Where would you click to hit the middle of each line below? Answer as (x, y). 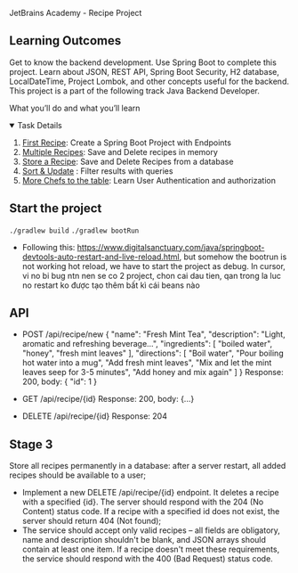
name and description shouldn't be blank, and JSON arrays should (144, 540)
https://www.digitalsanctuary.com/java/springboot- (171, 247)
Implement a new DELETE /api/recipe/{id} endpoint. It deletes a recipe (150, 493)
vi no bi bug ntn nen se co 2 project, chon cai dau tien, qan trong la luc (152, 275)
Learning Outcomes (65, 41)
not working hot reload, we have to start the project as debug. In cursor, (154, 266)
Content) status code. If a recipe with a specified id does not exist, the (151, 512)
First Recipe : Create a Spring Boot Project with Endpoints (126, 143)
